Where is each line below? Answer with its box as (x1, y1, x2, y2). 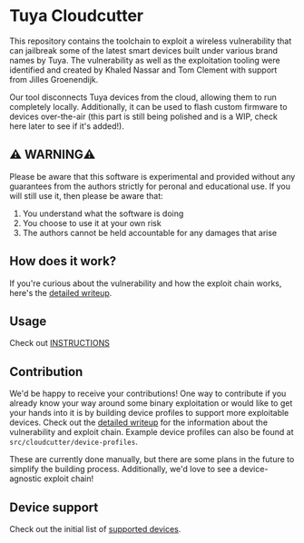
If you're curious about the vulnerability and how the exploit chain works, (9, 278, 282, 289)
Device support (9, 499, 99, 515)
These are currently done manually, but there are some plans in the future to (9, 454, 295, 465)
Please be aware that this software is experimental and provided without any (9, 171, 296, 182)
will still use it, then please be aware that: (9, 190, 163, 201)
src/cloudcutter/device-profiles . (9, 437, 138, 448)
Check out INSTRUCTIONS (9, 338, 111, 349)
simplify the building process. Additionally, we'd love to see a (9, 464, 238, 475)
